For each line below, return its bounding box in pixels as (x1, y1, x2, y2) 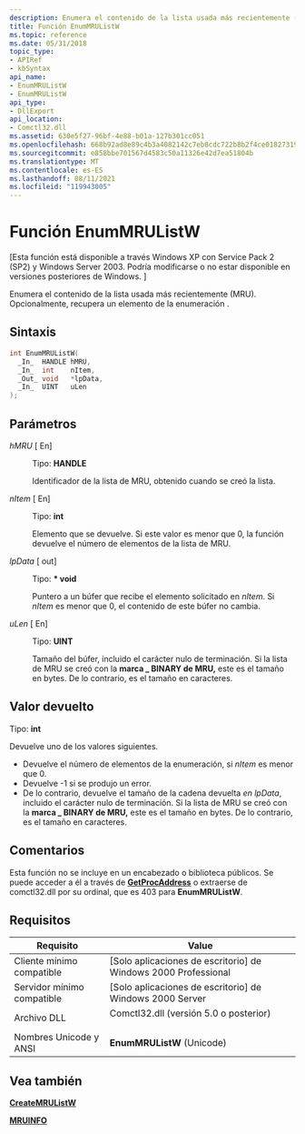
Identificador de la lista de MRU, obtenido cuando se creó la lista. (32, 475, 276, 487)
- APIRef (9, 55, 43, 65)
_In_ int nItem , (17, 366, 95, 375)
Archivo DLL (14, 1011, 66, 1024)
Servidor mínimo (14, 981, 84, 994)
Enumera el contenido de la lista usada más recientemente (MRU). (9, 288, 257, 300)
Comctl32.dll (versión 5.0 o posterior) (109, 1007, 271, 1019)
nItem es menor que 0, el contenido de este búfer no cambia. (32, 600, 261, 611)
